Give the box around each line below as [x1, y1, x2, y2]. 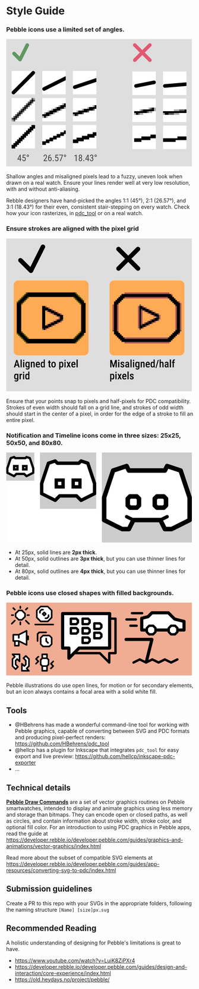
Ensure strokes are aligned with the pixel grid [6, 225, 139, 233]
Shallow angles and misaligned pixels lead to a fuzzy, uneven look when [6, 173, 183, 180]
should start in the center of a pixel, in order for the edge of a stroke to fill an [6, 410, 194, 417]
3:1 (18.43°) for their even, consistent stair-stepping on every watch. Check [6, 203, 190, 210]
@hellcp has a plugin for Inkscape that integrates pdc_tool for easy [14, 747, 179, 754]
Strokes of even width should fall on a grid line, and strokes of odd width [6, 404, 184, 411]
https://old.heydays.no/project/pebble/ [14, 976, 110, 983]
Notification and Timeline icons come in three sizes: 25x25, [6, 431, 181, 439]
